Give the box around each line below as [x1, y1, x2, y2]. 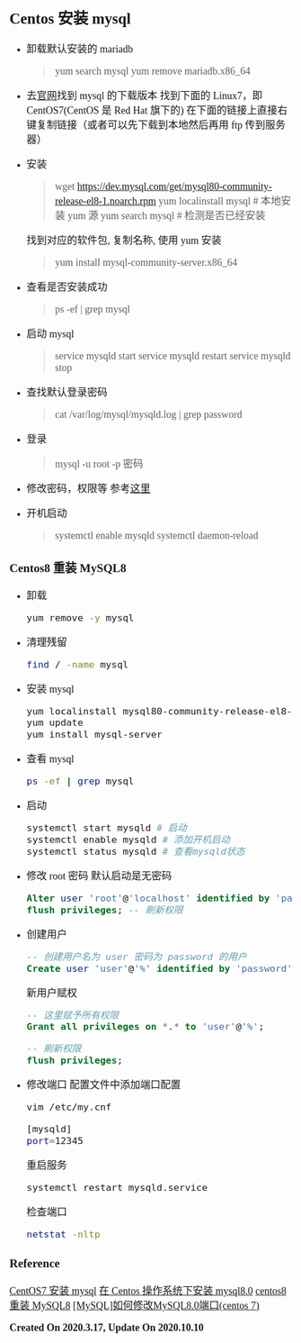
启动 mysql [26, 328, 75, 340]
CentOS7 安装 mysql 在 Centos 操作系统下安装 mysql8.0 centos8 [9, 1285, 288, 1298]
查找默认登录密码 [26, 386, 108, 399]
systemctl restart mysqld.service [26, 1181, 208, 1193]
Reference [9, 1257, 60, 1271]
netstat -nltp [26, 1228, 101, 1240]
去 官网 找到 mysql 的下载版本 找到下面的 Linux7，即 [26, 90, 263, 103]
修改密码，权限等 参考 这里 [26, 483, 151, 495]
